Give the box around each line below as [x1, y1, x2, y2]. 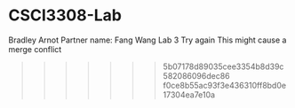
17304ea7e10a [163, 89, 215, 100]
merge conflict [8, 43, 62, 54]
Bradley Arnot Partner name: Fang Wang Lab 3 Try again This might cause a [8, 35, 287, 45]
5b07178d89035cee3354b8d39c [163, 61, 284, 72]
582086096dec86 [163, 70, 230, 81]
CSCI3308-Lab [8, 5, 122, 26]
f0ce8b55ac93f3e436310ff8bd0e [163, 80, 286, 90]
